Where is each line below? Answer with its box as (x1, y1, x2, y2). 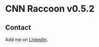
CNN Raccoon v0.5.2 (5, 3, 94, 15)
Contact (5, 23, 31, 32)
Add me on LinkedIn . (5, 36, 48, 42)
